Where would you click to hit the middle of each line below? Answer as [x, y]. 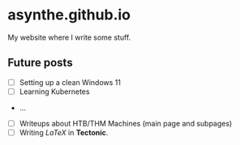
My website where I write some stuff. [69, 37]
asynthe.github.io [69, 15]
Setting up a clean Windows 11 [70, 82]
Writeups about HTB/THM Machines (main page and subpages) [126, 123]
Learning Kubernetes [54, 92]
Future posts [41, 63]
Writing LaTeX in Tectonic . [64, 132]
